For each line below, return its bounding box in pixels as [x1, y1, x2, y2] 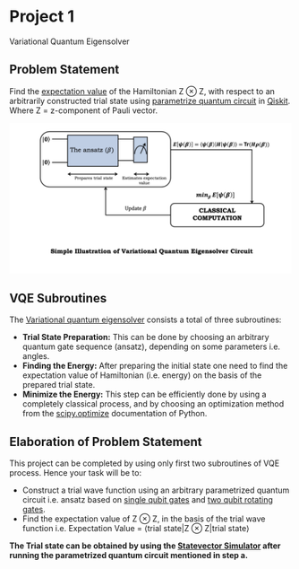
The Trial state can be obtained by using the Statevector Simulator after [9, 540, 281, 551]
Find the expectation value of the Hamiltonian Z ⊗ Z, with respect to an [9, 85, 276, 96]
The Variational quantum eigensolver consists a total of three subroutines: [9, 314, 282, 325]
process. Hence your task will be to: [9, 468, 141, 478]
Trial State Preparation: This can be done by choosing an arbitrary [21, 332, 270, 343]
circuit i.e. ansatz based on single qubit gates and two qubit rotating [21, 495, 273, 505]
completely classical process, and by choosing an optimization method [21, 398, 285, 409]
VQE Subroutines [9, 290, 107, 306]
